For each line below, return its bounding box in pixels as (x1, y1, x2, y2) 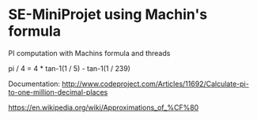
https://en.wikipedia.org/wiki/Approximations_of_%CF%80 (8, 103, 199, 112)
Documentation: (8, 79, 61, 88)
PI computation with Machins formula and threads (8, 48, 171, 58)
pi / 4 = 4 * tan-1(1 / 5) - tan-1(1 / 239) (8, 63, 130, 73)
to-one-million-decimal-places (8, 87, 108, 96)
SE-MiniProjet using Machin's (8, 6, 208, 24)
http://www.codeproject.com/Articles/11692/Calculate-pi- (62, 79, 249, 88)
